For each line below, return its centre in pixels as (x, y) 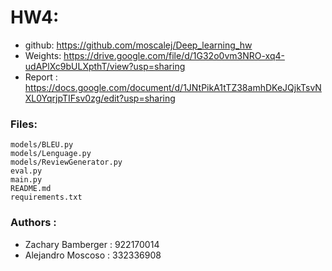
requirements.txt (46, 197)
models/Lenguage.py (51, 154)
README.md (31, 189)
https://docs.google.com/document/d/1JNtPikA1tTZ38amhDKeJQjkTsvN (173, 87)
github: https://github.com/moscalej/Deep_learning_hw (138, 45)
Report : (41, 77)
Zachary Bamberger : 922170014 (92, 244)
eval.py (26, 171)
